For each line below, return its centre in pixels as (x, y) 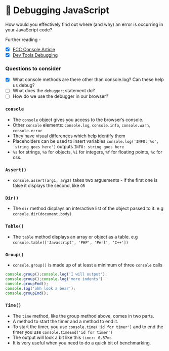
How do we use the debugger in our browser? (60, 96)
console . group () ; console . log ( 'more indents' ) (54, 279)
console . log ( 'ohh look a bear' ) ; (40, 288)
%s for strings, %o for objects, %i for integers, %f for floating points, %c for (88, 152)
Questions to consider (33, 68)
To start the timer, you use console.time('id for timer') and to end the (88, 327)
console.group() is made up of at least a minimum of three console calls (88, 265)
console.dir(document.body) (42, 214)
